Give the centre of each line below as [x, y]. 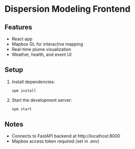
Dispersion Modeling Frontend [67, 9]
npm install [24, 91]
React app [22, 39]
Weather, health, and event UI [42, 54]
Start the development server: [42, 100]
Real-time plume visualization [41, 49]
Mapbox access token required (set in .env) [56, 141]
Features [18, 27]
